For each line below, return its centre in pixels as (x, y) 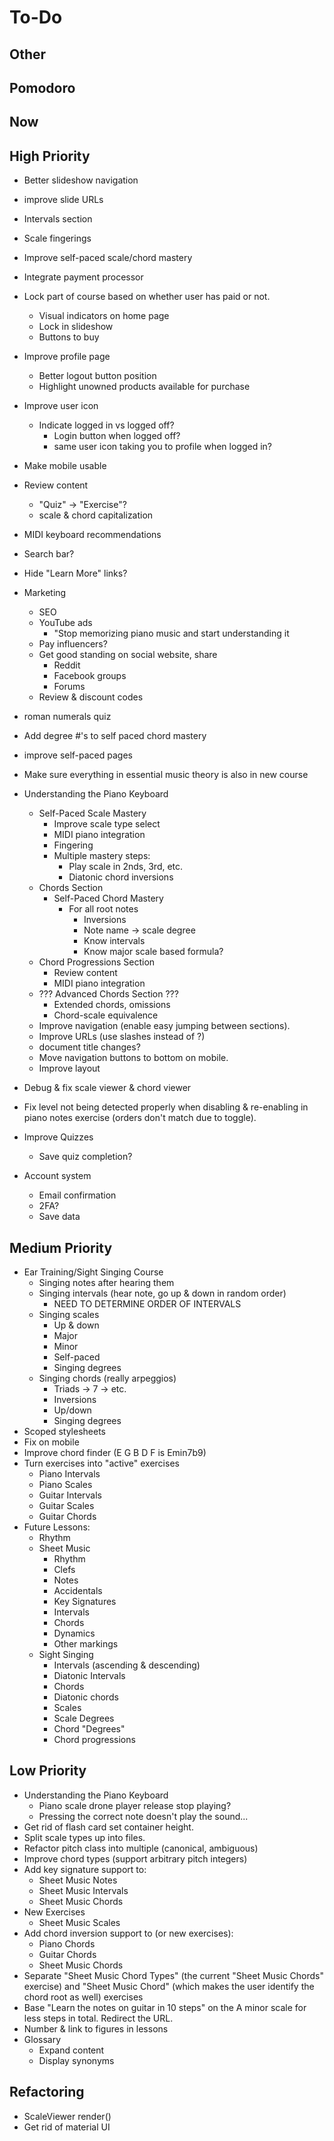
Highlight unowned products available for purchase (144, 387)
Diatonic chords (86, 1697)
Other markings (86, 1643)
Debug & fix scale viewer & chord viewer (107, 1088)
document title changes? (89, 1047)
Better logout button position (97, 376)
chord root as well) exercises (83, 1997)
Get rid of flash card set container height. (108, 1827)
